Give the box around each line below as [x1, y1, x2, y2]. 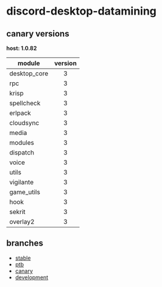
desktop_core [9, 69, 49, 77]
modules [9, 139, 35, 147]
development [15, 274, 49, 281]
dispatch [9, 148, 35, 156]
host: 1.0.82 [6, 44, 37, 52]
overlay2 [9, 218, 35, 226]
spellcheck [9, 99, 41, 107]
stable [15, 254, 31, 261]
